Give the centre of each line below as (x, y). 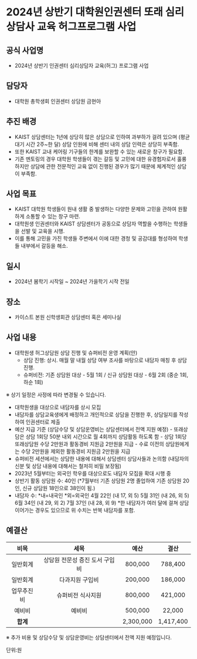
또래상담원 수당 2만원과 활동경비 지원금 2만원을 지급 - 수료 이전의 (89, 444)
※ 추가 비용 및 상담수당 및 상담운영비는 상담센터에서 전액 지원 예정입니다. (89, 637)
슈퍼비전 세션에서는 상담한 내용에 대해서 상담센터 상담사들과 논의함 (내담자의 (102, 458)
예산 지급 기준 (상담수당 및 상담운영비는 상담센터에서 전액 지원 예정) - (94, 429)
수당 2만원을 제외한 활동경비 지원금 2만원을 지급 (76, 451)
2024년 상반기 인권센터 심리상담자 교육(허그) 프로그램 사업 (81, 66)
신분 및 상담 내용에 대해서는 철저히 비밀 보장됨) (68, 466)
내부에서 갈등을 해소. (45, 246)
